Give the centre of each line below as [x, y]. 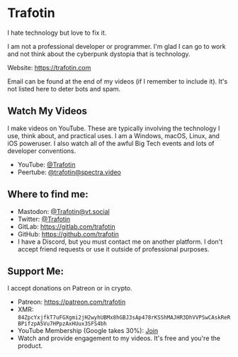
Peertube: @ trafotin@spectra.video [69, 172]
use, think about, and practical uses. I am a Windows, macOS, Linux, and [113, 135]
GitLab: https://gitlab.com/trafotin [66, 226]
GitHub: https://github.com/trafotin [68, 234]
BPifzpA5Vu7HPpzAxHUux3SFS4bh [62, 324]
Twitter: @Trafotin [44, 219]
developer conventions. [42, 151]
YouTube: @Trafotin [46, 164]
